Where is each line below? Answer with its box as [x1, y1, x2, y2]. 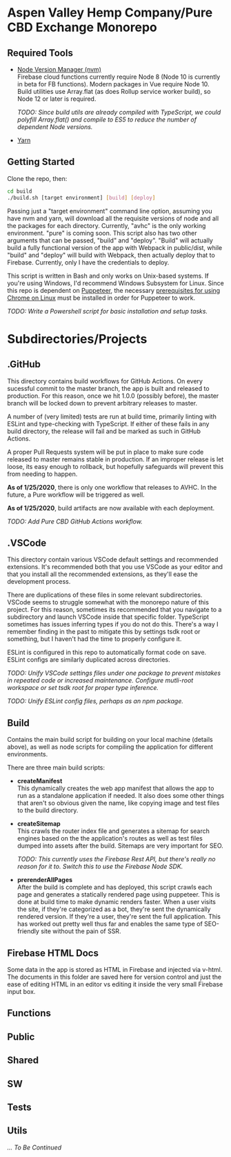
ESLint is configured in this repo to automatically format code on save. [7, 648, 207, 657]
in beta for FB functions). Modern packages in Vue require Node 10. [17, 80, 210, 88]
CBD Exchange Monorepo [7, 19, 157, 35]
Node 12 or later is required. [17, 95, 97, 103]
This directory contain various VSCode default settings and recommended [7, 555, 219, 564]
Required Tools [7, 47, 74, 59]
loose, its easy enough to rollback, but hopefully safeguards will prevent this [7, 462, 224, 470]
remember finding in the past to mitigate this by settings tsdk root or [7, 627, 201, 636]
